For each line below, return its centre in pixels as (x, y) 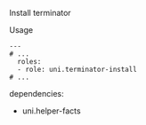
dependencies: (36, 94)
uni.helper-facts (52, 111)
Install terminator (40, 13)
